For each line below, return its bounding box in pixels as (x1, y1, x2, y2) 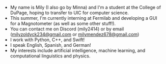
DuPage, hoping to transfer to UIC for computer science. (10, 10, 129, 16)
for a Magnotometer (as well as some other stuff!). (10, 20, 116, 26)
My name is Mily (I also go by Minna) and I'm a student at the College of (10, 5, 161, 10)
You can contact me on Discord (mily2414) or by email (10, 26, 124, 32)
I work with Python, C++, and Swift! (10, 37, 85, 43)
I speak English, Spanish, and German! (10, 42, 91, 48)
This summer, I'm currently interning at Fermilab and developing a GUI (10, 15, 157, 21)
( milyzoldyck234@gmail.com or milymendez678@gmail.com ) (10, 31, 140, 37)
